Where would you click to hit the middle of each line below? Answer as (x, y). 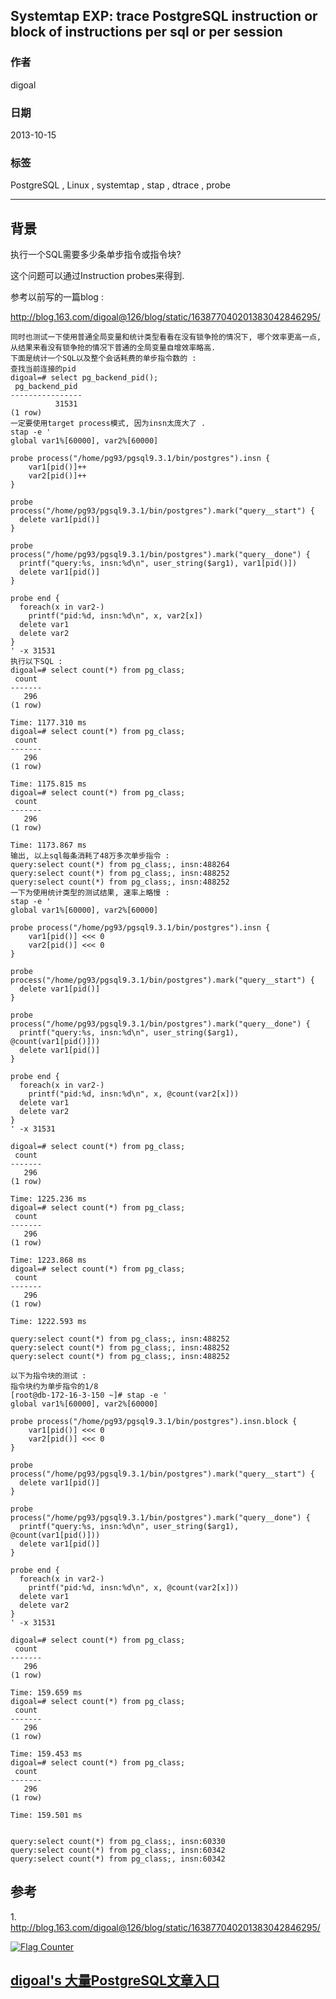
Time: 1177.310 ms (48, 723)
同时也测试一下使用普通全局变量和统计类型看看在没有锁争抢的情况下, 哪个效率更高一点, (166, 337)
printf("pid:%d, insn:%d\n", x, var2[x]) (115, 616)
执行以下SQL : (36, 662)
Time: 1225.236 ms (48, 1199)
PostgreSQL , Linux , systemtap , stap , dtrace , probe (120, 185)
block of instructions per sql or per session (146, 32)
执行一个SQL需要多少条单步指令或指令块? (96, 255)
